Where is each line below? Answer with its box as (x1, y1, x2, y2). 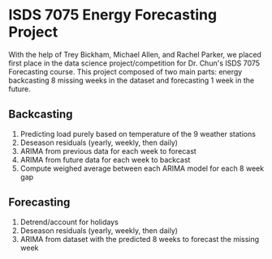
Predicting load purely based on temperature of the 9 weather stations (19, 129, 256, 138)
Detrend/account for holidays (19, 217, 119, 227)
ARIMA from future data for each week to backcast (19, 155, 191, 164)
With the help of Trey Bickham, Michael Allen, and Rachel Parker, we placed (8, 49, 262, 59)
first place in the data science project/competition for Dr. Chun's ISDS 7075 (8, 58, 261, 68)
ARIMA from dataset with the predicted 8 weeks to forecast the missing (19, 234, 260, 244)
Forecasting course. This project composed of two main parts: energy (8, 66, 243, 76)
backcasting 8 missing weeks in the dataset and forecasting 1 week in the (8, 75, 254, 85)
